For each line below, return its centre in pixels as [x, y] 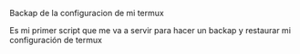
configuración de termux [56, 40]
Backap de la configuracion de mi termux [87, 13]
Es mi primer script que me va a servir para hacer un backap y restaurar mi [150, 30]
